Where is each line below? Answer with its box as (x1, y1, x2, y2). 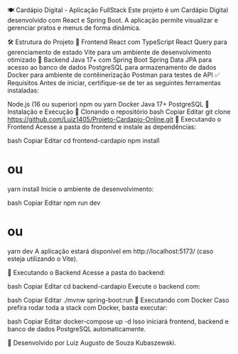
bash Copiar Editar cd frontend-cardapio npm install (7, 136, 160, 144)
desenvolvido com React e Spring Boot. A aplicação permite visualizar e (7, 16, 218, 24)
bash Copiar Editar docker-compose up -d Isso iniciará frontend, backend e (7, 317, 229, 326)
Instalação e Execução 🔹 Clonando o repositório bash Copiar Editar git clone (7, 107, 231, 116)
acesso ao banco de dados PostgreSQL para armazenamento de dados (7, 63, 217, 71)
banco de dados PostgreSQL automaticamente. (7, 324, 146, 333)
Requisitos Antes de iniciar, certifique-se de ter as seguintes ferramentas (7, 79, 222, 87)
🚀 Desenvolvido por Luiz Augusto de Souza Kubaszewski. (7, 338, 176, 347)
